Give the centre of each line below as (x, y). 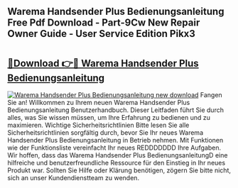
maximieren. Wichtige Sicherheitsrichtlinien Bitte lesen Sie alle (98, 125)
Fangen (211, 95)
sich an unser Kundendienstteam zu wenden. (74, 178)
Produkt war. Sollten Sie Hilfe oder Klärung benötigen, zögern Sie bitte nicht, (119, 170)
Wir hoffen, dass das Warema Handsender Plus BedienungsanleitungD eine (118, 155)
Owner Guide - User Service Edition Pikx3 (101, 34)
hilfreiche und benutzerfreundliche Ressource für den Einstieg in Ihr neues (117, 163)
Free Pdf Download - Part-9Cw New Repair (104, 23)
